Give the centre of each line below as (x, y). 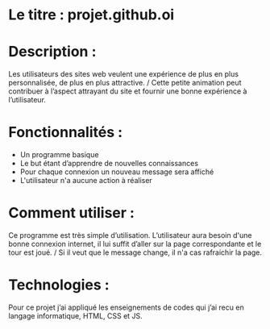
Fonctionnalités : (66, 133)
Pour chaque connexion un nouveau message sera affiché (117, 172)
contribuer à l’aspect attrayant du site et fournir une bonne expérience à (128, 91)
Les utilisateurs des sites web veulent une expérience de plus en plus (124, 74)
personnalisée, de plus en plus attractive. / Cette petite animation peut (125, 83)
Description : (52, 52)
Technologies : (59, 285)
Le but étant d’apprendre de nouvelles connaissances (109, 164)
